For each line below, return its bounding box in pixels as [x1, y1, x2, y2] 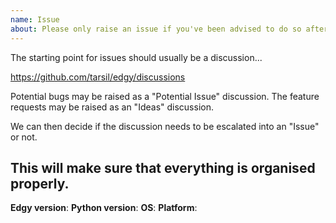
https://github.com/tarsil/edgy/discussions [10, 71, 186, 83]
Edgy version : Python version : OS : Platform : [10, 202, 198, 214]
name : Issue [10, 14, 60, 25]
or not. [10, 131, 38, 143]
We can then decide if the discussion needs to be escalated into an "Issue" [10, 120, 320, 132]
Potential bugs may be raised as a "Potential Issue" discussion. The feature [10, 90, 320, 102]
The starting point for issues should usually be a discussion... [10, 51, 263, 63]
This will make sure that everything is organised [10, 159, 316, 176]
